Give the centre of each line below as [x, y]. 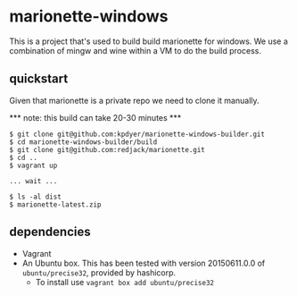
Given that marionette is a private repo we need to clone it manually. [135, 100]
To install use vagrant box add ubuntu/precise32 [125, 282]
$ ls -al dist [36, 197]
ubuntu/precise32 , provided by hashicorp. [99, 272]
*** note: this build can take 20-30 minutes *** [95, 117]
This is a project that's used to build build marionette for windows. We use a [148, 41]
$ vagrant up [33, 165]
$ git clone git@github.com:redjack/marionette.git [107, 149]
